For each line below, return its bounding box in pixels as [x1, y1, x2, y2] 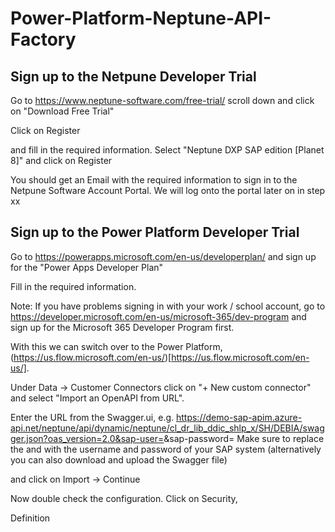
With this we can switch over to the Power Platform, [10, 340, 223, 352]
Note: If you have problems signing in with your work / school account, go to [10, 300, 326, 312]
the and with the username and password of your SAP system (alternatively [10, 443, 322, 455]
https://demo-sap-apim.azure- [175, 411, 303, 423]
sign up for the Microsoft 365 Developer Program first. [10, 321, 235, 333]
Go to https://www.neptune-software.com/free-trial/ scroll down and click [10, 95, 315, 106]
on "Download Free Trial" [10, 105, 115, 117]
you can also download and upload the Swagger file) [10, 453, 228, 466]
